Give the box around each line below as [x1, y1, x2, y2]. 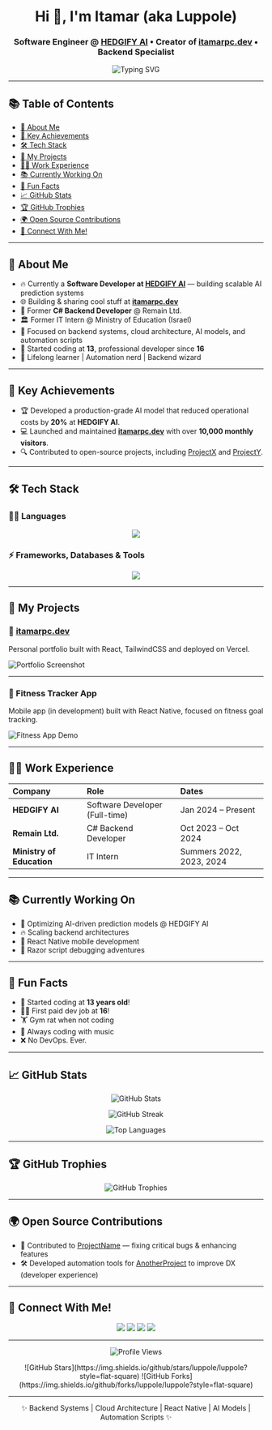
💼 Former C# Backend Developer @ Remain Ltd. [19, 306, 182, 315]
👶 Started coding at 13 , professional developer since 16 [19, 344, 205, 353]
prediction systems [19, 288, 85, 298]
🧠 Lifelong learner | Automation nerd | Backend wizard [19, 353, 202, 362]
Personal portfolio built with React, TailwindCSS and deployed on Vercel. [8, 644, 250, 653]
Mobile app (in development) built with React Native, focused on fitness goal [8, 705, 264, 716]
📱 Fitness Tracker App [8, 687, 97, 699]
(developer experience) [19, 1269, 99, 1279]
